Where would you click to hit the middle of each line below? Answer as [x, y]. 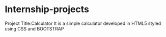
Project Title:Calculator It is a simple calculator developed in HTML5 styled [83, 23]
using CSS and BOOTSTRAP [34, 28]
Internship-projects [47, 9]
